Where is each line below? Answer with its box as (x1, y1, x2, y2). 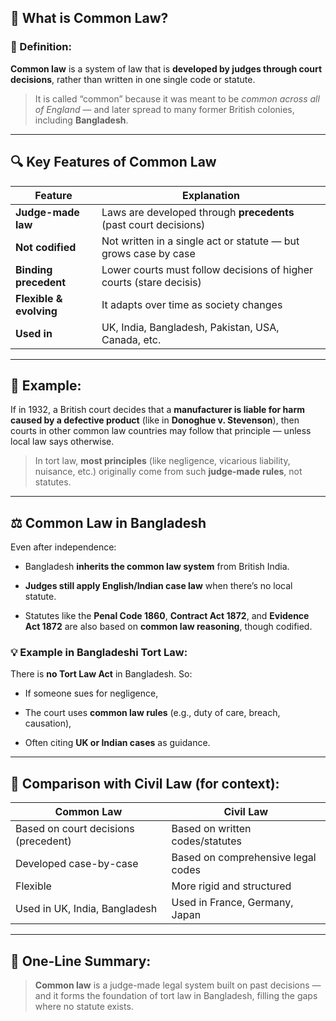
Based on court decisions (15, 822, 135, 836)
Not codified (15, 240, 77, 254)
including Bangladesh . (34, 114, 129, 126)
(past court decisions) (101, 217, 206, 231)
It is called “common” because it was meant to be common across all (34, 92, 320, 105)
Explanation (182, 188, 240, 202)
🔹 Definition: (10, 40, 72, 54)
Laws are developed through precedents (101, 205, 295, 219)
